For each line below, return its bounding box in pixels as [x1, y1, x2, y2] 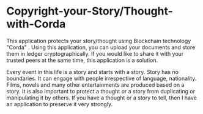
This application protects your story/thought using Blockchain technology [6, 37, 191, 44]
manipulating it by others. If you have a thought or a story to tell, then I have [6, 94, 197, 101]
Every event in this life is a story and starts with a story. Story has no [6, 68, 179, 75]
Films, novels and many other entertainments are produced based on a [6, 81, 185, 89]
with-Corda [6, 17, 66, 31]
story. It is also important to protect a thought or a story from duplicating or [6, 87, 196, 95]
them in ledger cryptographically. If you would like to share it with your [6, 50, 184, 57]
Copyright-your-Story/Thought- [6, 4, 173, 18]
